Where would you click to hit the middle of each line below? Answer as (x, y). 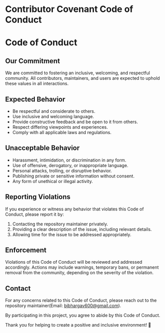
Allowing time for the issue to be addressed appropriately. (72, 234)
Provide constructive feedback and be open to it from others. (75, 122)
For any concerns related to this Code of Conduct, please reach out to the (81, 301)
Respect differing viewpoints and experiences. (60, 127)
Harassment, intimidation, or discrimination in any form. (69, 160)
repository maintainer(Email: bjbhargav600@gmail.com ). (63, 306)
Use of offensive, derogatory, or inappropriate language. (70, 165)
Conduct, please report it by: (35, 214)
